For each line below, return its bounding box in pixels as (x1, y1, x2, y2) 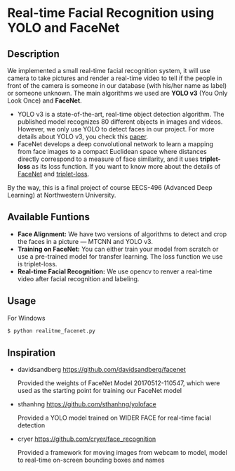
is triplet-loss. (17, 259, 58, 268)
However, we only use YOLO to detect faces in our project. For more (17, 125, 215, 133)
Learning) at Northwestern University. (7, 191, 116, 199)
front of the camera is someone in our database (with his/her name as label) (7, 82, 227, 89)
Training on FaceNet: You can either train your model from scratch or (17, 245, 219, 253)
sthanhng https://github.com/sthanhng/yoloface (17, 400, 156, 408)
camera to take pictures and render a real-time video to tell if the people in (7, 74, 222, 82)
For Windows (7, 314, 46, 322)
